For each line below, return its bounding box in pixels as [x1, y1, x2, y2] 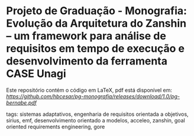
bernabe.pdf [6, 99, 37, 106]
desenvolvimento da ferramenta [6, 54, 167, 68]
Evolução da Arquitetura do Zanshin [6, 17, 187, 30]
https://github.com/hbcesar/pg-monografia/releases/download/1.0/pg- [6, 93, 180, 100]
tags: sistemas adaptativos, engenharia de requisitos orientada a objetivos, [6, 111, 189, 118]
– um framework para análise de [6, 30, 167, 43]
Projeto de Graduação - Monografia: [6, 4, 187, 18]
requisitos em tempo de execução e [6, 42, 185, 56]
